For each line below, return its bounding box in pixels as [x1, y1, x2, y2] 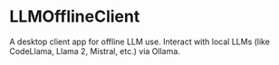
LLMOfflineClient [9, 6, 140, 27]
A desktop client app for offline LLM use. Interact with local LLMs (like [9, 36, 270, 47]
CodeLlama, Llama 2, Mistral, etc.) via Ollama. [9, 45, 181, 56]
